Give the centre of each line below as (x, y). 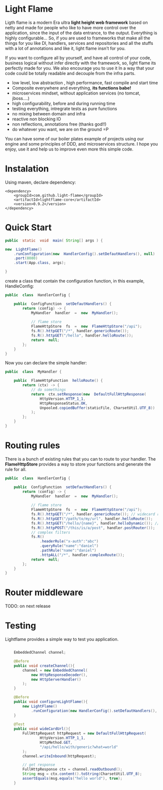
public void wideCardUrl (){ (42, 729)
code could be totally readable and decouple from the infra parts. (70, 73)
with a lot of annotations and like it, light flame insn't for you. (65, 48)
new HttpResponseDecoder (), (59, 675)
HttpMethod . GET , (56, 742)
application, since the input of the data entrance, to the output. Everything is (81, 33)
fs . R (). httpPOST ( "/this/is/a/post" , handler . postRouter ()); (93, 528)
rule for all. (16, 469)
